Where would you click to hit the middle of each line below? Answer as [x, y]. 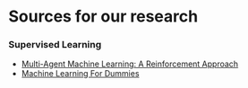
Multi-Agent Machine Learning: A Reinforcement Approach [130, 64]
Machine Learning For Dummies [80, 74]
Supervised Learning [55, 45]
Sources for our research [103, 17]
